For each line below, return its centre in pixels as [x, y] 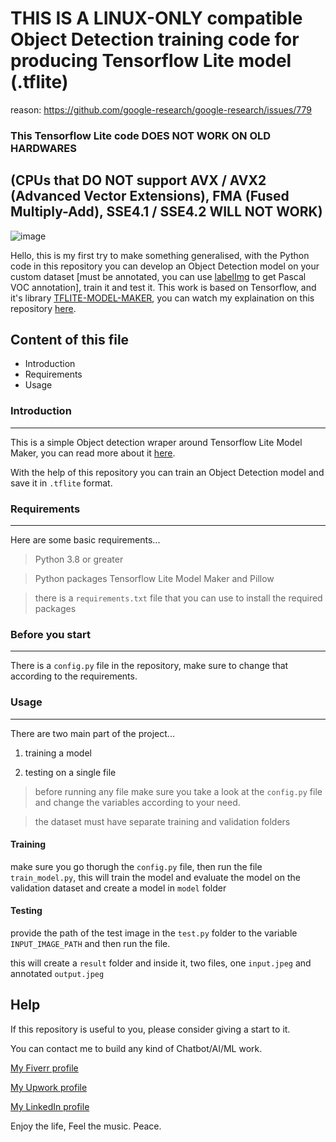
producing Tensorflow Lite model [151, 61]
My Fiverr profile [44, 1068]
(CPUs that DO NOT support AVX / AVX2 [138, 180]
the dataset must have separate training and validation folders [162, 821]
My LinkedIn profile [50, 1106]
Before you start [50, 634]
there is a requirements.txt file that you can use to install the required [178, 598]
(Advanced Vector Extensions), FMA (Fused [150, 196]
